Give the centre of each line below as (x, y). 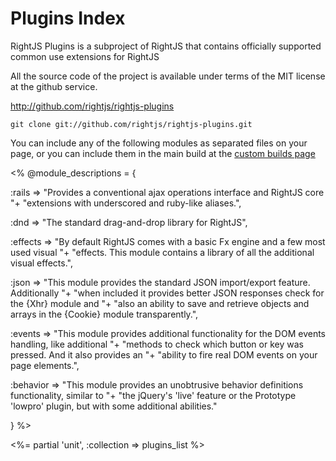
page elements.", (45, 365)
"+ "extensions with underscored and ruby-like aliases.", (126, 203)
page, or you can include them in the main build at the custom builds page (163, 153)
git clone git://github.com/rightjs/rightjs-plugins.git (131, 124)
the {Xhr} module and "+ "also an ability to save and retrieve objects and (160, 303)
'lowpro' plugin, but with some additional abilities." (114, 406)
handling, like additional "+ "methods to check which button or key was (157, 344)
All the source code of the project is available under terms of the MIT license (168, 76)
